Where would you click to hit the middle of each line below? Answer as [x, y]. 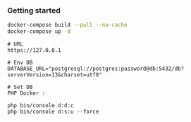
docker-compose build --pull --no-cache [68, 25]
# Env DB [20, 63]
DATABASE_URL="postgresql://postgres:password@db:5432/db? [96, 69]
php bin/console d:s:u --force [53, 112]
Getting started [34, 11]
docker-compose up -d [39, 32]
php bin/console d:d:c [41, 106]
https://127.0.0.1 [34, 50]
